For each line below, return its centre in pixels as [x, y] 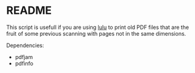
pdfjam [24, 57]
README [29, 11]
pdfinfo [24, 63]
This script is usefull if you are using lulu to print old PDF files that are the [98, 27]
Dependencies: [25, 45]
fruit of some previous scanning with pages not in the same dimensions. [96, 33]
